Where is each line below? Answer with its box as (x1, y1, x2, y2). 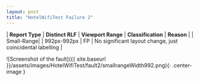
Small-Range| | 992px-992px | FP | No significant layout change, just (6, 37, 178, 44)
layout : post (6, 8, 39, 15)
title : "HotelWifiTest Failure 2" (6, 14, 94, 20)
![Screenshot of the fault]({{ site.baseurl (6, 55, 106, 62)
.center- (172, 61, 192, 69)
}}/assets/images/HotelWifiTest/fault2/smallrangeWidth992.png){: (6, 61, 171, 69)
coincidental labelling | (6, 43, 62, 51)
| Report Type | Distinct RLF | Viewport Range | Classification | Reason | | (6, 31, 194, 38)
